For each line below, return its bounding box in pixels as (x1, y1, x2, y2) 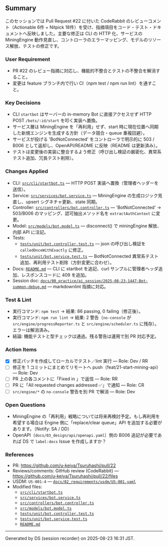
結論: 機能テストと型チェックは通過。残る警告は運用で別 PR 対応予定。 (12, 333, 159, 339)
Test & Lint (5, 296, 31, 303)
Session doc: (12, 277, 39, 283)
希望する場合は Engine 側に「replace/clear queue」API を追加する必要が (12, 419, 162, 425)
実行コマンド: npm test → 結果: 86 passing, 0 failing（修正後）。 (12, 308, 143, 314)
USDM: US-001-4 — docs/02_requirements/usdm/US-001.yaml (12, 478, 136, 484)
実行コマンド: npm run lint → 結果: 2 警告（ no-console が (12, 315, 131, 320)
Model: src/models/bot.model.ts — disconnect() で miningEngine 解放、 (12, 223, 161, 229)
